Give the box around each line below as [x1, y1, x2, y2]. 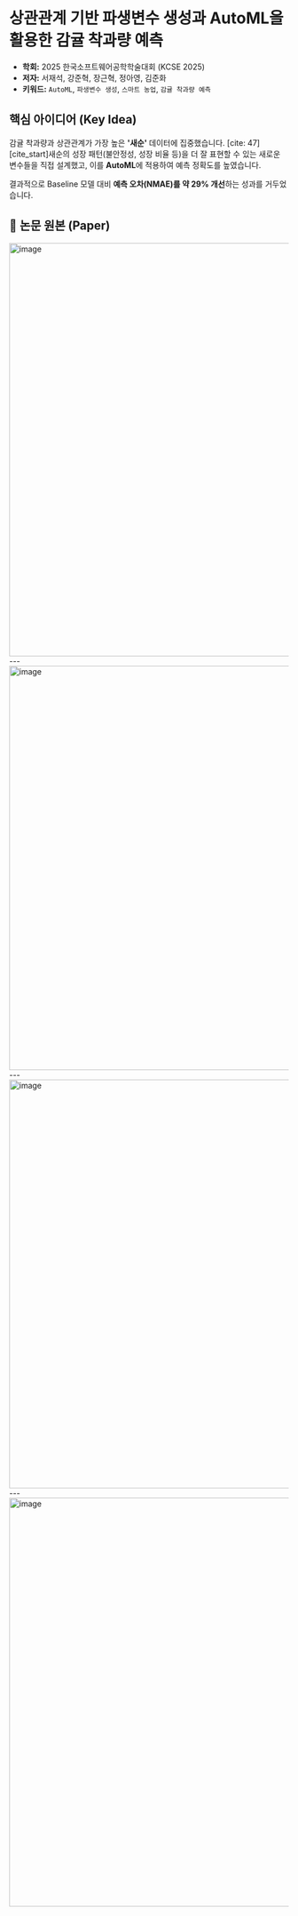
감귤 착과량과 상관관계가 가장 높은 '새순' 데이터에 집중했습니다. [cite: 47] [9, 137, 260, 148]
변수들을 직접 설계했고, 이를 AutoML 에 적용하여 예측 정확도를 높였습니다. [9, 159, 262, 170]
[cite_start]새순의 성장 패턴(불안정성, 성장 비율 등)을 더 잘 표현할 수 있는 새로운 [9, 148, 281, 159]
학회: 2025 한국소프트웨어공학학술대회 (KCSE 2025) [21, 61, 206, 72]
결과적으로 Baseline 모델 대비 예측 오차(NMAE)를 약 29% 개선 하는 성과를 [9, 179, 263, 189]
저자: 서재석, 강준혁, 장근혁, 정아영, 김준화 [21, 72, 167, 83]
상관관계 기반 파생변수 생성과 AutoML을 [9, 8, 284, 28]
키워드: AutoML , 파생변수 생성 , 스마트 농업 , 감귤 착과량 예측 [21, 84, 211, 94]
